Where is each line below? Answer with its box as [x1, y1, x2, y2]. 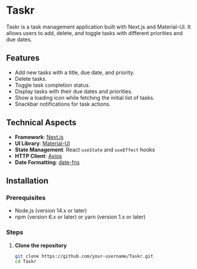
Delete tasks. [14, 75, 47, 82]
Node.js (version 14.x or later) [14, 207, 87, 214]
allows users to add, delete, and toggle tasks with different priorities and [6, 29, 183, 36]
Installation [6, 176, 49, 186]
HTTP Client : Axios [14, 152, 62, 159]
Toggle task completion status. [14, 81, 90, 88]
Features [6, 53, 40, 63]
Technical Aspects [6, 118, 77, 128]
